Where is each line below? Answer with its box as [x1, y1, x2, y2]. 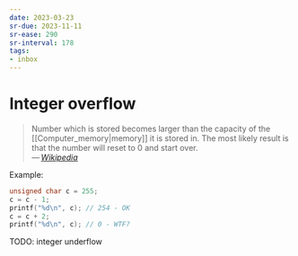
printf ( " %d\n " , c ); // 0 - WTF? [9, 220, 130, 229]
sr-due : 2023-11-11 [9, 22, 83, 31]
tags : [9, 47, 30, 56]
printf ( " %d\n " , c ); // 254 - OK [9, 203, 130, 212]
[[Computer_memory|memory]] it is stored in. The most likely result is [31, 132, 289, 144]
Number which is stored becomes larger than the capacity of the [31, 123, 271, 134]
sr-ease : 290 [9, 30, 58, 39]
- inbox [9, 55, 39, 64]
